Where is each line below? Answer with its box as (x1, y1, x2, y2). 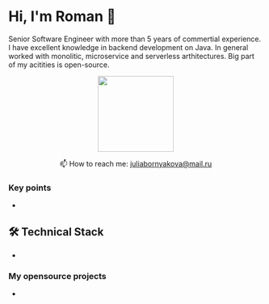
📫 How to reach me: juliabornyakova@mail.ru (59, 158, 212, 168)
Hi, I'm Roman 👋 (8, 7, 116, 26)
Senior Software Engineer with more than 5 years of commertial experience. (8, 34, 262, 44)
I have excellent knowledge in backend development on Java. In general (8, 42, 249, 52)
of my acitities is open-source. (8, 60, 110, 70)
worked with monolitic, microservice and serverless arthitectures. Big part (8, 51, 254, 61)
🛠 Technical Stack (8, 225, 104, 239)
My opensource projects (8, 270, 107, 281)
